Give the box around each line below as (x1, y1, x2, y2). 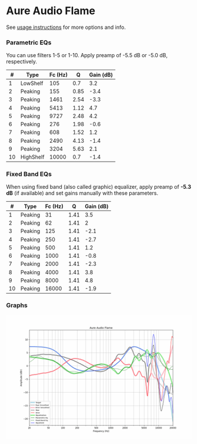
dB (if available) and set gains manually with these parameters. (6, 190, 159, 197)
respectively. (6, 58, 37, 65)
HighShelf (20, 153, 45, 160)
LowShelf (20, 80, 44, 87)
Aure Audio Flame (6, 4, 96, 18)
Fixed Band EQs (6, 170, 52, 178)
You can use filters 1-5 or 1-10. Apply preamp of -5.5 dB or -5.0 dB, (6, 52, 168, 59)
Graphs (6, 301, 28, 310)
